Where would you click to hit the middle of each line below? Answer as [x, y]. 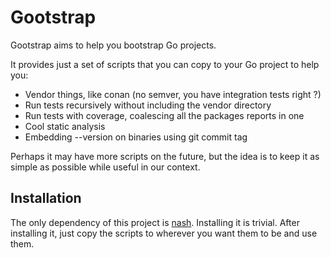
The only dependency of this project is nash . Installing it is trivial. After [155, 222]
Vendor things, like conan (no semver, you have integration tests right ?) [173, 94]
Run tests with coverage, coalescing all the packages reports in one [164, 115]
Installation [46, 198]
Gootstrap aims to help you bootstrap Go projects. [113, 45]
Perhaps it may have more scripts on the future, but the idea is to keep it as [165, 156]
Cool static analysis [65, 126]
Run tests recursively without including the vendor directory [148, 105]
